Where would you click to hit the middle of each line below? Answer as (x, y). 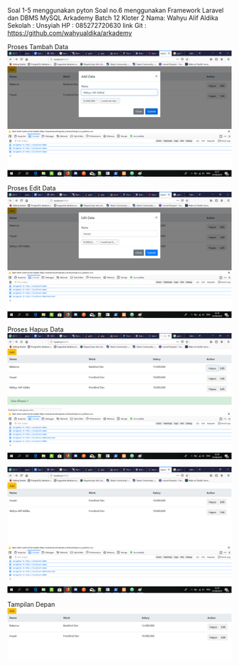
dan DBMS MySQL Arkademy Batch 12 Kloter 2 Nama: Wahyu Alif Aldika (113, 18)
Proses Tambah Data (38, 47)
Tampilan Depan (31, 604)
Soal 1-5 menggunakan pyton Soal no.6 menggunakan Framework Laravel (116, 10)
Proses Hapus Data (36, 329)
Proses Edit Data (32, 188)
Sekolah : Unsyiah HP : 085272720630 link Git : (77, 25)
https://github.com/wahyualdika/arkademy (70, 33)
